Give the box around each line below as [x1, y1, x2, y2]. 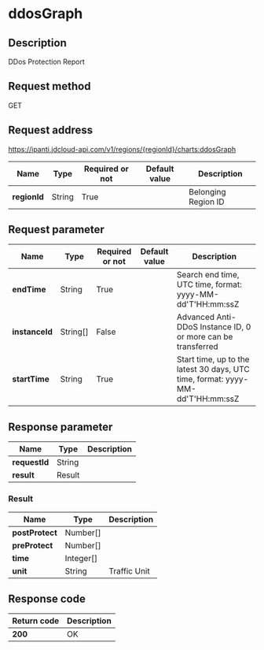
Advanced [176, 312, 214, 323]
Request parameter [8, 223, 104, 236]
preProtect [12, 540, 53, 551]
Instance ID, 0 [200, 321, 251, 332]
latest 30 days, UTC [176, 364, 250, 375]
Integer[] [64, 552, 98, 563]
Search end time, [176, 269, 240, 280]
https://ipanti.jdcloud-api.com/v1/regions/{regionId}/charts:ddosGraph [8, 144, 236, 154]
